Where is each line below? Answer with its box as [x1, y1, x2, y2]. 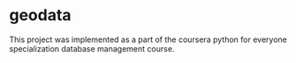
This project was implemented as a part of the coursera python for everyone [9, 34, 287, 45]
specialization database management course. [9, 43, 175, 53]
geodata [9, 5, 72, 25]
